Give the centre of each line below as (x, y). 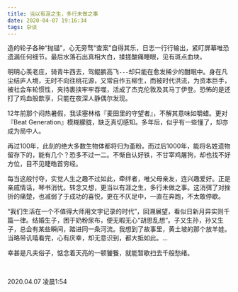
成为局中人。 (26, 131)
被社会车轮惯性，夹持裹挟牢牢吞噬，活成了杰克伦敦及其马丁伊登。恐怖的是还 (119, 90)
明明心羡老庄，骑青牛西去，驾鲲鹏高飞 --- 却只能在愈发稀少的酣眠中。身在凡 (118, 72)
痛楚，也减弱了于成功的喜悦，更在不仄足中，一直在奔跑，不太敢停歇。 (122, 197)
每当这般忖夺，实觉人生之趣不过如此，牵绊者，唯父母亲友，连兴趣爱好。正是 (119, 179)
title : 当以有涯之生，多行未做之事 (53, 14)
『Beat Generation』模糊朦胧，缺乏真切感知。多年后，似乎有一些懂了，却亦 (118, 122)
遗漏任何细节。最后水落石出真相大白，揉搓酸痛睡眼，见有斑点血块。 (107, 57)
